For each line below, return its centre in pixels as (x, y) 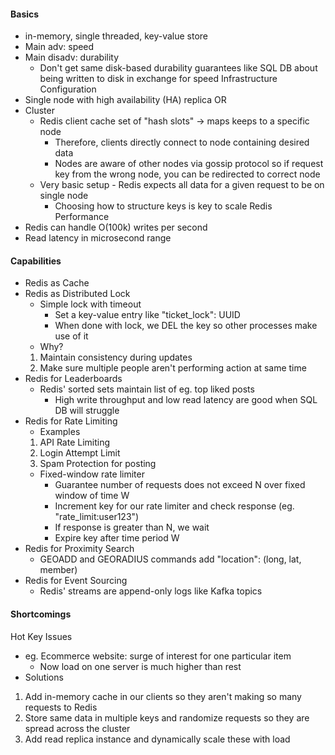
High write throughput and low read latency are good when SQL (186, 400)
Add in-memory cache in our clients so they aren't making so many (163, 696)
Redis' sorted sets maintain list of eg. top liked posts (147, 389)
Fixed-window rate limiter (92, 474)
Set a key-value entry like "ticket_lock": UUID (147, 315)
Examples (60, 432)
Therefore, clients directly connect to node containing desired (182, 142)
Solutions (44, 677)
